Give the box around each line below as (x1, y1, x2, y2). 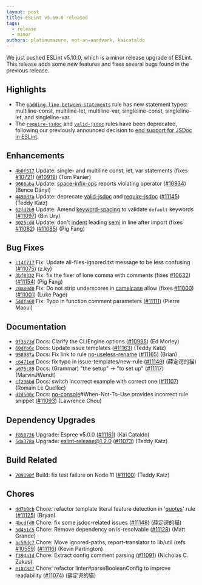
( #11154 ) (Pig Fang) (15, 278, 63, 285)
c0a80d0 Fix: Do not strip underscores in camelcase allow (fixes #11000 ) (15, 284, 194, 292)
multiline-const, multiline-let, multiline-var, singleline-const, (15, 107, 164, 114)
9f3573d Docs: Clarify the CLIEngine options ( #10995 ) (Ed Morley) (15, 338, 180, 345)
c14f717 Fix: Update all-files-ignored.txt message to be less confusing (15, 259, 190, 266)
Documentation (6, 321, 67, 332)
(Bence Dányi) (15, 186, 51, 194)
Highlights (6, 85, 47, 95)
